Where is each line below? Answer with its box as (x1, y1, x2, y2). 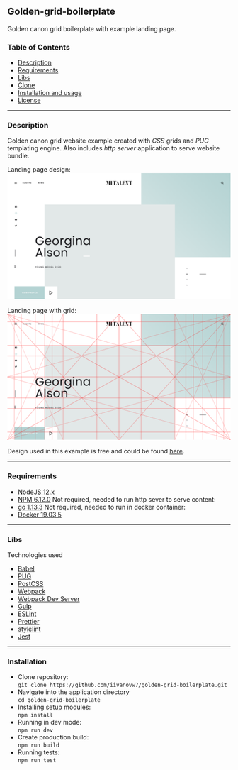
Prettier (17, 617, 40, 625)
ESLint (17, 610, 37, 618)
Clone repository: (17, 673, 69, 681)
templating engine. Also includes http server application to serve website (7, 144, 220, 153)
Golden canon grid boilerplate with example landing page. (7, 24, 176, 33)
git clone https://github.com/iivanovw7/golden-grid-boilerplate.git (17, 681, 228, 689)
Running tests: (17, 748, 60, 757)
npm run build (17, 742, 59, 749)
